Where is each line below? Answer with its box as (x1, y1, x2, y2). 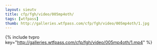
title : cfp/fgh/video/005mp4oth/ (5, 12, 74, 17)
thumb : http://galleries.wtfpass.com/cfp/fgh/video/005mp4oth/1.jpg (5, 21, 150, 26)
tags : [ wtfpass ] (5, 16, 39, 21)
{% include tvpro (5, 34, 40, 40)
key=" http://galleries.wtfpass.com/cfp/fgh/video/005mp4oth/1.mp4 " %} (5, 40, 153, 46)
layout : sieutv (5, 7, 37, 12)
